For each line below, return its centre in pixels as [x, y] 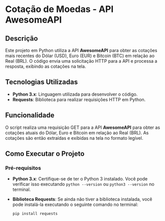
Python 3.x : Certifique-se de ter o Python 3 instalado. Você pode [80, 179]
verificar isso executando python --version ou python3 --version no [83, 184]
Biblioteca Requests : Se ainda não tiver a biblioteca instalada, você [82, 199]
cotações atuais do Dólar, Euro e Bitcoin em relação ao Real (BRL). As [77, 133]
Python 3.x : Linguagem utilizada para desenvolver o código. [75, 94]
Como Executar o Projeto [45, 154]
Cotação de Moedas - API [59, 9]
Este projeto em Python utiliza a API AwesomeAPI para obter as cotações [81, 50]
